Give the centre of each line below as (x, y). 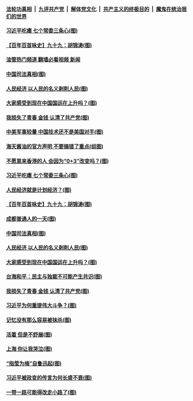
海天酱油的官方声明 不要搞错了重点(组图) (55, 146)
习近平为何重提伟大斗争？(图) (42, 305)
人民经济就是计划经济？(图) (39, 189)
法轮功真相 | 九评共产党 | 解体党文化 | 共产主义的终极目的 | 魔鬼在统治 (94, 9)
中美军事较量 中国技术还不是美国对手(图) (55, 132)
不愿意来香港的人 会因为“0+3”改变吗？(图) (58, 161)
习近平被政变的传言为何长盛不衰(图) (49, 378)
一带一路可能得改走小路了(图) (42, 392)
